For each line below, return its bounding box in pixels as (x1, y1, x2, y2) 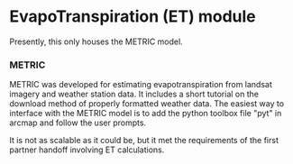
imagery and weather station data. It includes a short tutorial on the (9, 88, 260, 100)
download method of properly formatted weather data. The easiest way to (9, 98, 285, 109)
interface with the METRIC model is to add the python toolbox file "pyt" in (9, 108, 282, 119)
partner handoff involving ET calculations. (9, 144, 165, 155)
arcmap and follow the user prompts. (9, 117, 147, 128)
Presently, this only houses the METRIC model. (9, 36, 183, 47)
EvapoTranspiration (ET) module (9, 6, 257, 27)
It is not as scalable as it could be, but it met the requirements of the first (9, 135, 279, 146)
